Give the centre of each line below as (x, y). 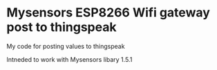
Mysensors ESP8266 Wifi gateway (108, 13)
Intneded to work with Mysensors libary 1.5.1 (69, 59)
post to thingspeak (62, 27)
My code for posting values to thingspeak (66, 46)
